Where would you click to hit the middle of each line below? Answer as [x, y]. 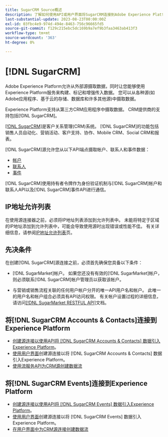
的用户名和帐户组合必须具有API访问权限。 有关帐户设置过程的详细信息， [87, 297]
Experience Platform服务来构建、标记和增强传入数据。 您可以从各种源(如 [80, 92]
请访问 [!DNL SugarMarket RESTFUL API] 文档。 [61, 303]
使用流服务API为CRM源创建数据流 [47, 366]
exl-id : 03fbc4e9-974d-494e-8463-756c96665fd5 [54, 24]
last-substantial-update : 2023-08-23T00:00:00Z [56, 19]
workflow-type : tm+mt [28, 33]
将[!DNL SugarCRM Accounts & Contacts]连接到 [81, 320]
